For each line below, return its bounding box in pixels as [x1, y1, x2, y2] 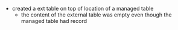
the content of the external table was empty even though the [21, 11, 172, 18]
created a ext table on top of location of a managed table [11, 5, 154, 12]
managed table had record [21, 18, 87, 24]
